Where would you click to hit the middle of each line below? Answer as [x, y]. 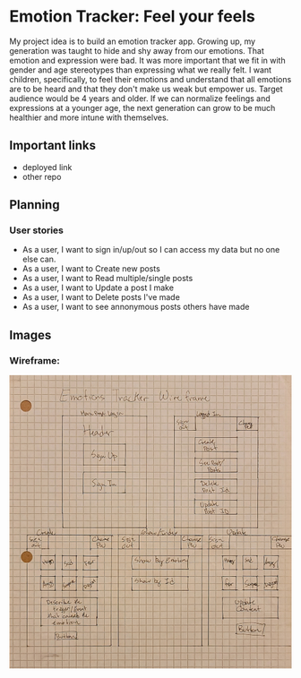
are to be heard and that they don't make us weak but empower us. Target [146, 89]
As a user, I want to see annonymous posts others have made [136, 307]
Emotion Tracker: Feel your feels [132, 17]
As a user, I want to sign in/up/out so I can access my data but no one [151, 250]
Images [30, 335]
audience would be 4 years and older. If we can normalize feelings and [140, 98]
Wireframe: [35, 360]
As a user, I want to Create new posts [91, 269]
